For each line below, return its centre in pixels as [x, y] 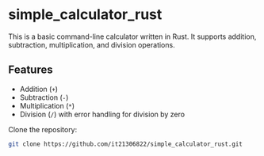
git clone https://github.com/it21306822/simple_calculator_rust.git [126, 144]
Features [31, 70]
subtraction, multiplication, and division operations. [92, 44]
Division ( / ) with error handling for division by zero [102, 114]
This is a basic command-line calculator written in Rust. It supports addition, [132, 36]
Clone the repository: [43, 129]
